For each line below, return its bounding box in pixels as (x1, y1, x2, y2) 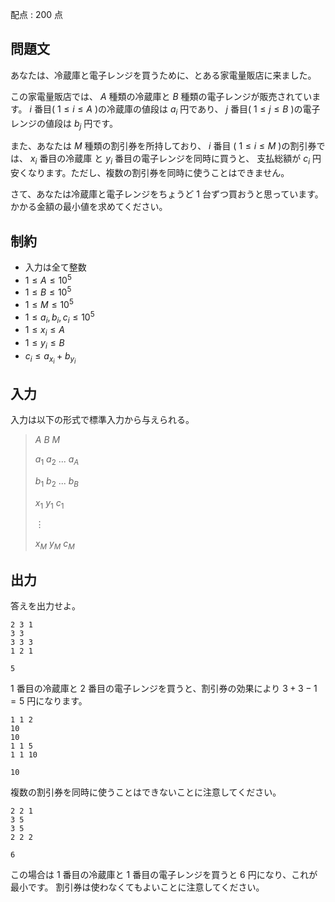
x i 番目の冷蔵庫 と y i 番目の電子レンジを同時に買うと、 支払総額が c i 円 (29, 153, 322, 167)
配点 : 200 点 (10, 9, 64, 20)
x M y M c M (34, 538, 75, 552)
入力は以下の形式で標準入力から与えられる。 (10, 413, 195, 425)
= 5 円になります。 (10, 694, 88, 707)
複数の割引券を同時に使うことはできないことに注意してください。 (10, 786, 282, 798)
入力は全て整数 (24, 261, 87, 273)
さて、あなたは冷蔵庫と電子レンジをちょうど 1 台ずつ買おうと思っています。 (10, 188, 324, 200)
